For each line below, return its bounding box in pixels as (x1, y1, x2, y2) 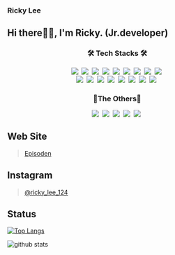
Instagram (7, 170, 53, 182)
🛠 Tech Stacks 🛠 (86, 48, 148, 58)
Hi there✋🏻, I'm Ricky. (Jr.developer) (7, 27, 169, 39)
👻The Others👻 (93, 94, 142, 103)
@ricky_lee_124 (24, 188, 68, 196)
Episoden (24, 149, 52, 157)
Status (7, 208, 37, 220)
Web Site (7, 131, 47, 143)
